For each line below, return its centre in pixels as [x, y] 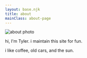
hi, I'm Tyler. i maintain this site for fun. [44, 41]
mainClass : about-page [28, 18]
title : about [18, 14]
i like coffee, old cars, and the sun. [40, 50]
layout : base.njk [23, 9]
